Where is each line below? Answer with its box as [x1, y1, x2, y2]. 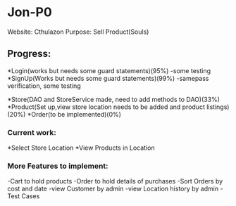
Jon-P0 [7, 4, 53, 20]
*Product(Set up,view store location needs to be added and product [7, 103, 206, 111]
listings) [206, 103, 230, 111]
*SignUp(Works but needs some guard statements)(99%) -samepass [7, 74, 209, 82]
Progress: [7, 48, 51, 60]
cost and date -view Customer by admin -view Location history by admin [7, 184, 219, 193]
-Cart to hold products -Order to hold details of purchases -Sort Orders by [7, 177, 223, 186]
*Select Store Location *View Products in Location [7, 143, 155, 152]
